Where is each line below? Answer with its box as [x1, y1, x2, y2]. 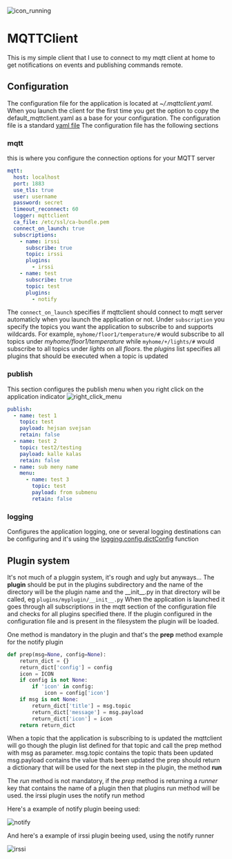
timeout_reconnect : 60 [13, 206, 79, 213]
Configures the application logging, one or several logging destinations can [7, 528, 221, 536]
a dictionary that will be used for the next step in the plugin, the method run [7, 763, 222, 772]
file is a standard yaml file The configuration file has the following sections [7, 121, 219, 129]
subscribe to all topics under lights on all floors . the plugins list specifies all [7, 345, 221, 353]
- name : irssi [19, 238, 60, 245]
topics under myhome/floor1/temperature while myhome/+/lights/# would [7, 337, 215, 346]
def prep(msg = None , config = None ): [7, 651, 107, 658]
